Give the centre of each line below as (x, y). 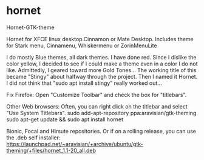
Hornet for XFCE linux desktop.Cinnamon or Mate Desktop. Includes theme (100, 39)
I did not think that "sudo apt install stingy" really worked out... (84, 83)
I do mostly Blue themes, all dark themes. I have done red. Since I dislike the (101, 57)
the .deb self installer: (33, 138)
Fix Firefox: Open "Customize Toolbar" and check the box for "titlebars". (97, 95)
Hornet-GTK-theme (30, 27)
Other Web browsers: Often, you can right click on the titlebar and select (97, 106)
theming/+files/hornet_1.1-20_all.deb (51, 150)
